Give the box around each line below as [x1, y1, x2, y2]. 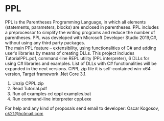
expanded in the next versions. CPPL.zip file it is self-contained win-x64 [5, 65, 151, 71]
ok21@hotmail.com [5, 110, 44, 116]
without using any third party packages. [5, 40, 86, 45]
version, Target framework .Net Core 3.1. [5, 71, 87, 77]
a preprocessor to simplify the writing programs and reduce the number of [5, 29, 155, 35]
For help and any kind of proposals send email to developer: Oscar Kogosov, [5, 105, 159, 111]
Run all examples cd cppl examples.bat [12, 91, 92, 97]
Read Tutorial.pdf [12, 85, 47, 91]
